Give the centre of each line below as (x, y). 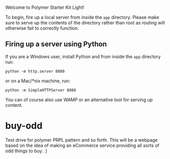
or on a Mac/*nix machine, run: (38, 81)
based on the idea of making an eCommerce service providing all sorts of (82, 145)
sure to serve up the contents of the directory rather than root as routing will (85, 23)
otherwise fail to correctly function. (42, 28)
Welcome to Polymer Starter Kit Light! (45, 7)
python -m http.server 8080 (35, 71)
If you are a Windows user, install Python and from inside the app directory (83, 56)
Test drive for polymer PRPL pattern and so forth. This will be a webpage (81, 140)
